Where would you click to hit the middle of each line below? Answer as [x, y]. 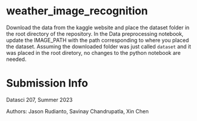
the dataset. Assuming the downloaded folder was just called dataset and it [99, 46]
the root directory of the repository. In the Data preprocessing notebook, [95, 33]
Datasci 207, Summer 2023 [40, 100]
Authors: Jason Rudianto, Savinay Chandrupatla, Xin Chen [77, 111]
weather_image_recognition [77, 11]
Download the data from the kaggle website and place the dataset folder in [98, 27]
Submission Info [47, 83]
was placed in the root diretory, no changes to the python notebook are [93, 52]
